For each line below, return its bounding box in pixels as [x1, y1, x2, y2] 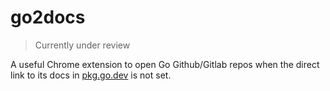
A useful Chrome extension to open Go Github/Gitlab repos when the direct [10, 58, 320, 70]
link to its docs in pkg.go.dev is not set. [10, 69, 172, 81]
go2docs [10, 6, 86, 29]
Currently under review [34, 39, 131, 51]
